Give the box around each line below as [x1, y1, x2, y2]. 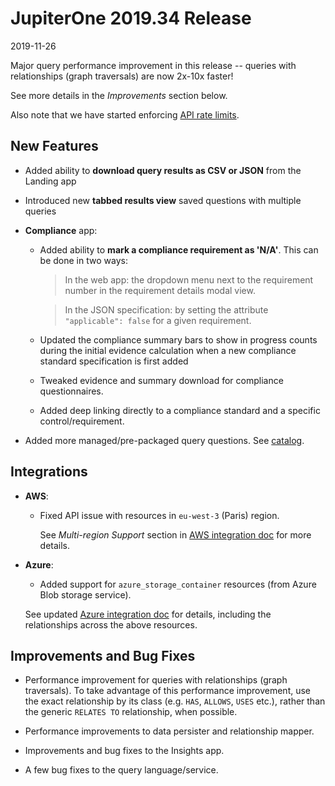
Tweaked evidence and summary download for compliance [39, 374, 284, 386]
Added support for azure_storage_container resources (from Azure [39, 578, 317, 590]
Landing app [24, 175, 77, 187]
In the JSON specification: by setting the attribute [64, 303, 269, 316]
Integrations [10, 463, 88, 481]
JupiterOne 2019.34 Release [10, 7, 252, 30]
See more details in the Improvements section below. [10, 89, 228, 101]
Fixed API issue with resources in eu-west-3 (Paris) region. [39, 509, 280, 521]
